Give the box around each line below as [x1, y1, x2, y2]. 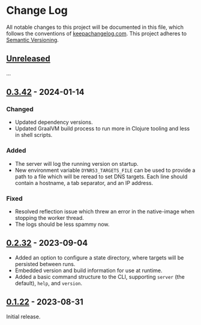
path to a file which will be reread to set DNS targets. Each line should [14, 172, 188, 180]
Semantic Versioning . [6, 36, 59, 43]
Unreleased [6, 53, 51, 64]
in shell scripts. [14, 132, 53, 139]
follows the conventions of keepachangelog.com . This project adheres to [6, 29, 187, 37]
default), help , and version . [14, 279, 83, 287]
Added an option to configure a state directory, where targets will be [14, 254, 184, 261]
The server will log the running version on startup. [14, 160, 139, 167]
